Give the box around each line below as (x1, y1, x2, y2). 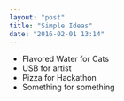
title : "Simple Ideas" (9, 21, 93, 30)
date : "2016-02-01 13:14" (9, 29, 105, 38)
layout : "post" (9, 12, 66, 22)
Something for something (21, 82, 115, 93)
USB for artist (21, 63, 72, 74)
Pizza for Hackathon (21, 73, 97, 83)
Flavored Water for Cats (21, 54, 109, 65)
